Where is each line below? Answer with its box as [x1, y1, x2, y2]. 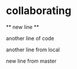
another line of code [6, 34, 54, 42]
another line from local [6, 46, 60, 53]
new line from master [6, 57, 57, 64]
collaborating [6, 4, 72, 18]
